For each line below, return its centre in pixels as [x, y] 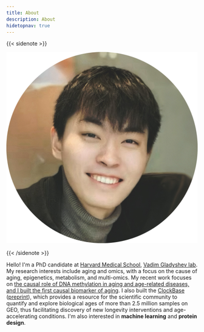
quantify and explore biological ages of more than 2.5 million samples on [97, 303]
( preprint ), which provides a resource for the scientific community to [92, 297]
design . [16, 323]
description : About [31, 19]
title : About [23, 13]
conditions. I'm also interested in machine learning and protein [118, 316]
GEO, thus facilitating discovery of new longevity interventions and [90, 310]
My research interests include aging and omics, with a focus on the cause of [102, 271]
